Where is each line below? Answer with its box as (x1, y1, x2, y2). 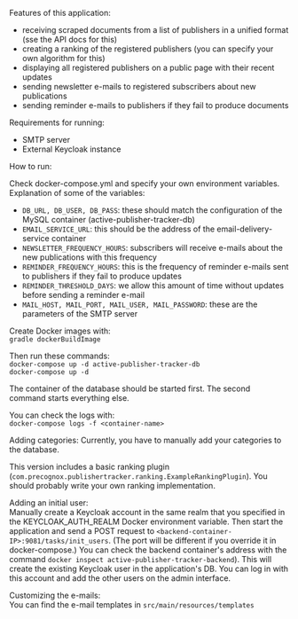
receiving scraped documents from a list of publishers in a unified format (21, 25, 289, 35)
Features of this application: (9, 8, 111, 18)
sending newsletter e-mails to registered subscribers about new (21, 82, 256, 91)
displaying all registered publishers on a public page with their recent (21, 62, 275, 73)
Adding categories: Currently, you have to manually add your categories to (9, 435, 282, 445)
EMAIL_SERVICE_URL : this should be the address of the (21, 223, 216, 234)
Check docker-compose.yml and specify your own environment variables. (9, 178, 280, 189)
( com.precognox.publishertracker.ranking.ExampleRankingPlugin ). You (9, 471, 268, 482)
